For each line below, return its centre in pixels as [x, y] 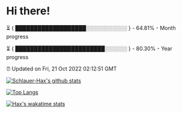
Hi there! [28, 11]
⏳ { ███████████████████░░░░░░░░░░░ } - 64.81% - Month [91, 28]
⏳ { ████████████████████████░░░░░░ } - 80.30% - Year [89, 48]
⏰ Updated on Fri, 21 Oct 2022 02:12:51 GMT [62, 68]
